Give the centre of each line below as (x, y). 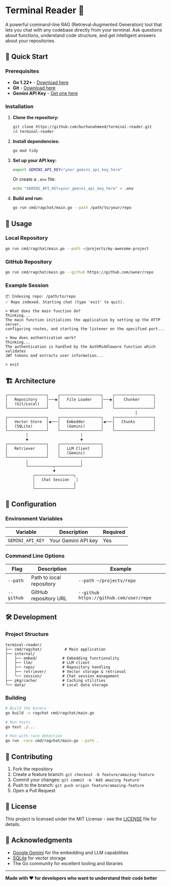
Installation (20, 106)
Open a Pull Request (34, 791)
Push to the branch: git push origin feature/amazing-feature (78, 785)
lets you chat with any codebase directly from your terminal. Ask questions (84, 30)
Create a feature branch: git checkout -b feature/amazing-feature (83, 774)
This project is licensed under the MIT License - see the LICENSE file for (81, 819)
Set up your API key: (35, 160)
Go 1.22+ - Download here (40, 82)
